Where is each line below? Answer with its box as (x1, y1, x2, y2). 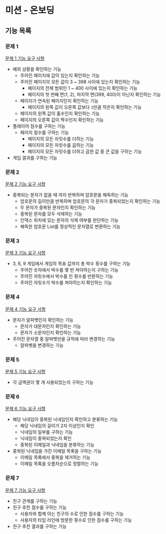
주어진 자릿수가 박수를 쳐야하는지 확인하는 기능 (20, 280, 112, 286)
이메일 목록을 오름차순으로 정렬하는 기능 (20, 461, 99, 467)
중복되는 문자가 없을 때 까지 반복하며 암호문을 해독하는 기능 (12, 192, 129, 198)
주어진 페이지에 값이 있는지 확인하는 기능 (20, 72, 100, 79)
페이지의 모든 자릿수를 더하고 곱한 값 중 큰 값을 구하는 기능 (27, 148, 142, 155)
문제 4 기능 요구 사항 (5, 306, 46, 312)
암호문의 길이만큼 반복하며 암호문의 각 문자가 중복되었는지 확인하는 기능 (20, 198, 160, 204)
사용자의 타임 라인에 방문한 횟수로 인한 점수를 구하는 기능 (20, 517, 132, 523)
